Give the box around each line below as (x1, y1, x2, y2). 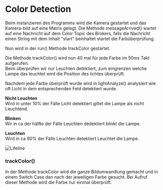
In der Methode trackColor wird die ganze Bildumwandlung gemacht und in (5, 169, 158, 175)
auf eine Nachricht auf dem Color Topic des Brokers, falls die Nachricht (5, 30, 151, 36)
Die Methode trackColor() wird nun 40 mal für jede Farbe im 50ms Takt (5, 55, 150, 61)
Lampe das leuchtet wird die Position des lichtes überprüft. (5, 70, 125, 76)
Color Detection (5, 3, 72, 15)
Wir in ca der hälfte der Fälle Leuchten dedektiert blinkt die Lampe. (5, 121, 141, 127)
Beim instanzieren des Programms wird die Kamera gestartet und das (5, 20, 147, 26)
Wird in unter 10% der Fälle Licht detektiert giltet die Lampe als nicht (5, 100, 144, 106)
